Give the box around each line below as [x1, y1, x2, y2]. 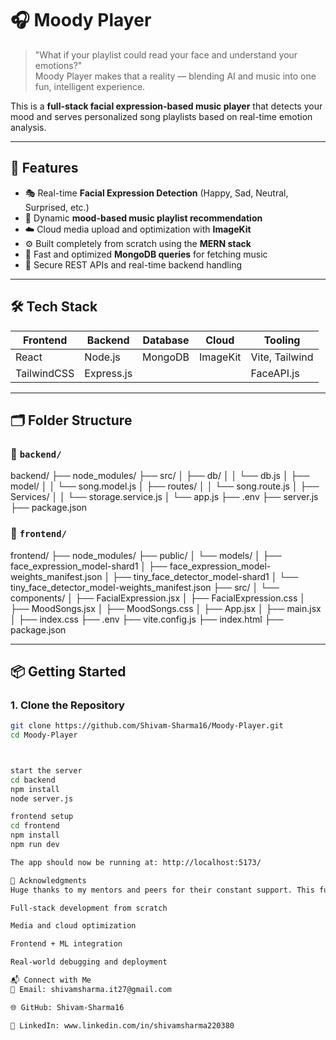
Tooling [263, 333, 301, 347]
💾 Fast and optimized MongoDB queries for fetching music [24, 248, 268, 260]
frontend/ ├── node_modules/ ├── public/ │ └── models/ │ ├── [10, 549, 282, 561]
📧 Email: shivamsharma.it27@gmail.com [10, 984, 172, 994]
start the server [10, 765, 83, 776]
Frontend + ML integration [10, 939, 123, 949]
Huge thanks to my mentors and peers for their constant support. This [10, 885, 315, 895]
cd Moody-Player [10, 730, 78, 741]
